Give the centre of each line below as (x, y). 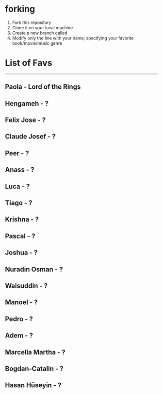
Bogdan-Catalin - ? (34, 368)
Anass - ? (20, 170)
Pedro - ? (19, 319)
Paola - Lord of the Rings (43, 87)
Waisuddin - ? (26, 286)
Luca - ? (17, 186)
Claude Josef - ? (30, 137)
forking (20, 9)
